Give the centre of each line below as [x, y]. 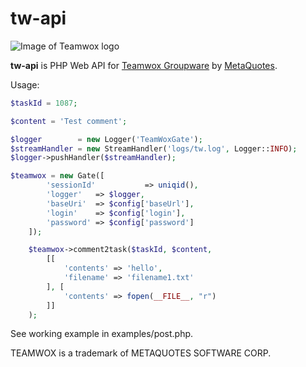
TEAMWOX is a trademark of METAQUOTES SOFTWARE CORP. [141, 353]
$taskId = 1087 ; [44, 103]
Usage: [25, 84]
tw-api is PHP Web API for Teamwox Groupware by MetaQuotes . [144, 65]
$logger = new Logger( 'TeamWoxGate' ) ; [106, 139]
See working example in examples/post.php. [102, 334]
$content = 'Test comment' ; [69, 121]
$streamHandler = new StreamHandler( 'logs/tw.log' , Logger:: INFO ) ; [154, 148]
